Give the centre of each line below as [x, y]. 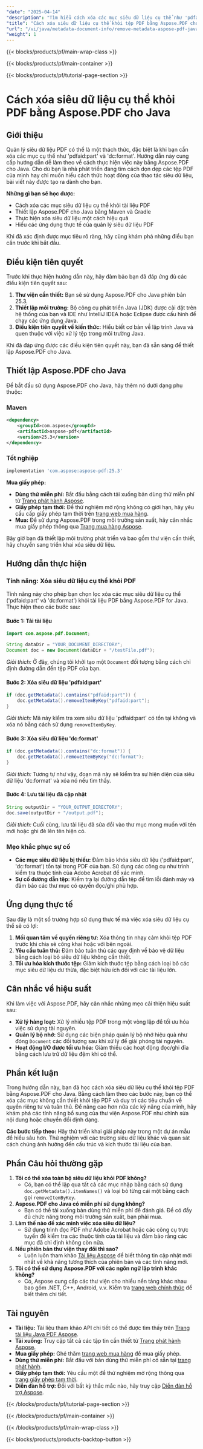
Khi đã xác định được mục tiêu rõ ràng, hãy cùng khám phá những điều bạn [100, 237]
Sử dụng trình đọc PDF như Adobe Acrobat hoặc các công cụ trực [106, 1230]
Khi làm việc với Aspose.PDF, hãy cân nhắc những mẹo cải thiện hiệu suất [98, 1003]
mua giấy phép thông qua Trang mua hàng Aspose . [79, 526]
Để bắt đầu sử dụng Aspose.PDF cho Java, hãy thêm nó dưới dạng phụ [95, 385]
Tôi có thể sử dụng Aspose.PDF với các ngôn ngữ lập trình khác [96, 1268]
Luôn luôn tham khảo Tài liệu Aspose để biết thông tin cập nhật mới [108, 1255]
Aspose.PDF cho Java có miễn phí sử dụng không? [80, 1204]
